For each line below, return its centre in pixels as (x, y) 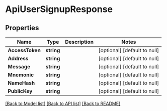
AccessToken (24, 50)
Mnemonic (21, 75)
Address (18, 59)
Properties (22, 28)
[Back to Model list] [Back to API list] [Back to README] (63, 103)
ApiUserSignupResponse (59, 9)
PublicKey (20, 91)
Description (79, 42)
